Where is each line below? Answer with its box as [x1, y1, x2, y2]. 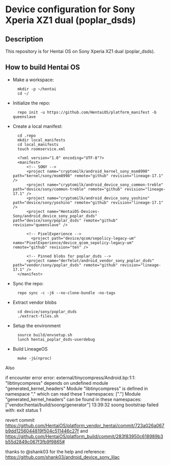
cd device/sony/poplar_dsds [17, 309, 77, 314]
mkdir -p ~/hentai [17, 86, 56, 91]
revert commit [5, 417, 35, 423]
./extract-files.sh [17, 313, 59, 319]
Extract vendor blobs [12, 299, 57, 305]
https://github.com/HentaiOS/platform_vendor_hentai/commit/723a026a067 [5, 422, 164, 428]
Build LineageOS [12, 346, 48, 352]
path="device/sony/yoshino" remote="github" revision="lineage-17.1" [12, 200, 164, 205]
